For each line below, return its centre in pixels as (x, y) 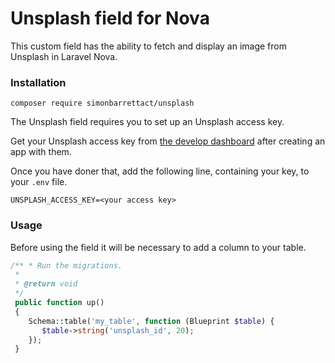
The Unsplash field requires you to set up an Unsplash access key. (147, 122)
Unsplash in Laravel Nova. (64, 56)
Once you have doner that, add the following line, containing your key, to (160, 171)
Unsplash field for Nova (110, 18)
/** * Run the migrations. (66, 265)
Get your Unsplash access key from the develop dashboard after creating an (168, 141)
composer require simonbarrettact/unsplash (102, 103)
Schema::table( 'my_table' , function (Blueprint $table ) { (151, 321)
